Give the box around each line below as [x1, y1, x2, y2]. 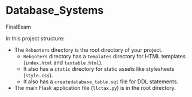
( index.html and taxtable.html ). [23, 59, 103, 66]
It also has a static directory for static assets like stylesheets [23, 65, 175, 72]
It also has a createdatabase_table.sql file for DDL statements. [23, 78, 179, 85]
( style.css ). [23, 71, 53, 79]
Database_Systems [5, 4, 104, 17]
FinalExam [5, 23, 31, 30]
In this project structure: [5, 35, 65, 42]
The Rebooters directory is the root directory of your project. [14, 46, 163, 54]
